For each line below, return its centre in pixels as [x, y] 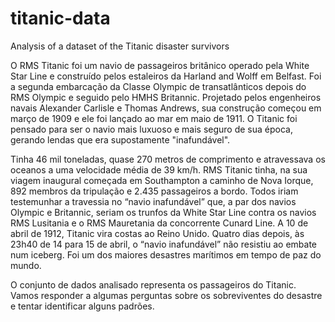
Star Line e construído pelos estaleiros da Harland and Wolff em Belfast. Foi [166, 76]
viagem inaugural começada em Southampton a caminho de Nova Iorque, [162, 180]
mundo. [26, 265]
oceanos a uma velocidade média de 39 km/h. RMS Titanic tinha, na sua [159, 169]
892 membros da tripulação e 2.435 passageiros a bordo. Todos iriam [154, 191]
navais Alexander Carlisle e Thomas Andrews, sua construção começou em [166, 108]
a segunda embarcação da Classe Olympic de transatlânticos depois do [158, 86]
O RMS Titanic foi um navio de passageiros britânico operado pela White [160, 65]
